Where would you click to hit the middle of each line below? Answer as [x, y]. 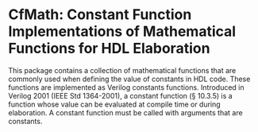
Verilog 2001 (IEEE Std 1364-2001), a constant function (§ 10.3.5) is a [120, 95]
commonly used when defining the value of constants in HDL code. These [129, 79]
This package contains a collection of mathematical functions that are [122, 70]
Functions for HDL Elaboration [109, 49]
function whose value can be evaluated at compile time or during [114, 104]
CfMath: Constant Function [100, 15]
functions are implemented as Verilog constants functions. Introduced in [126, 87]
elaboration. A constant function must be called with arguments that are [126, 112]
